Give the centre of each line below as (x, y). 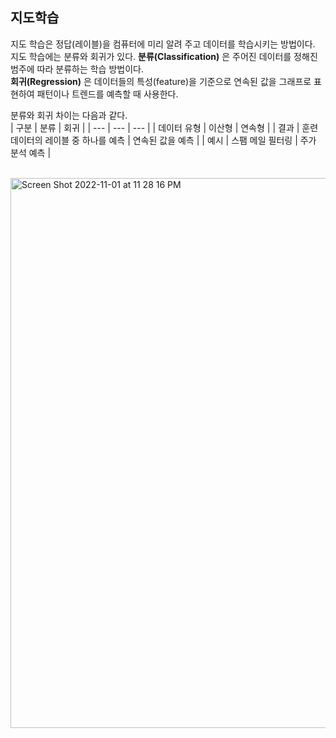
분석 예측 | (31, 152)
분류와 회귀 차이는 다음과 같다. (69, 115)
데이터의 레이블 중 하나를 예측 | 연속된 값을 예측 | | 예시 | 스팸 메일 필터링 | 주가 (163, 140)
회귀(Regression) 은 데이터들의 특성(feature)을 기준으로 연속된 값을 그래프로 (161, 81)
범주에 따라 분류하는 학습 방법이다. (77, 69)
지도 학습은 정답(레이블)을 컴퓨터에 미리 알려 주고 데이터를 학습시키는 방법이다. (163, 44)
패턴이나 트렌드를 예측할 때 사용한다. (107, 94)
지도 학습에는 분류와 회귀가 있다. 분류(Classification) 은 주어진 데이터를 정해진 (164, 56)
